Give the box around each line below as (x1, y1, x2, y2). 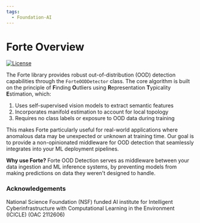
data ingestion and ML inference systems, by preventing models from (6, 163, 177, 170)
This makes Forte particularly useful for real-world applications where (6, 126, 178, 133)
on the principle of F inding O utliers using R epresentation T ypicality (6, 84, 171, 91)
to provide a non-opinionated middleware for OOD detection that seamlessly (6, 139, 194, 146)
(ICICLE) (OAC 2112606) (6, 210, 65, 218)
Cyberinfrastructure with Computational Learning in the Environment (6, 204, 175, 212)
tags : (6, 8, 20, 15)
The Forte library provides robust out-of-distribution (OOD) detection (6, 71, 176, 78)
